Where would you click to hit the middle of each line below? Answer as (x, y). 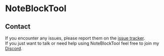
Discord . (14, 48)
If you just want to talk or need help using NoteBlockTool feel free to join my (82, 43)
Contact (18, 27)
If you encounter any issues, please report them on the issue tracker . (75, 38)
